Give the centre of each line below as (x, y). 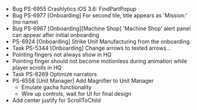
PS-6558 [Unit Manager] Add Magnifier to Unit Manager (83, 81)
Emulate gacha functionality (56, 87)
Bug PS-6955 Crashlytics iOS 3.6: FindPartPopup (74, 9)
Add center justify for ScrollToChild (56, 100)
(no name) (25, 22)
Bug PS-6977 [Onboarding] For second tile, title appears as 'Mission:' (100, 15)
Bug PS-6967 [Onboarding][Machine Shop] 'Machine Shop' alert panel (101, 28)
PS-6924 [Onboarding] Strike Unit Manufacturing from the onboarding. (102, 41)
